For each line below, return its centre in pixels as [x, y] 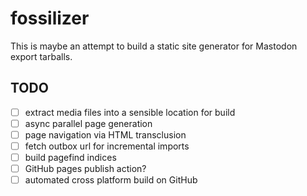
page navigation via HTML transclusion [105, 134]
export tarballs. [41, 56]
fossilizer [50, 18]
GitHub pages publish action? [85, 169]
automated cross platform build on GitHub [111, 180]
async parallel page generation [88, 123]
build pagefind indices [70, 157]
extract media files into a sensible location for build [130, 112]
